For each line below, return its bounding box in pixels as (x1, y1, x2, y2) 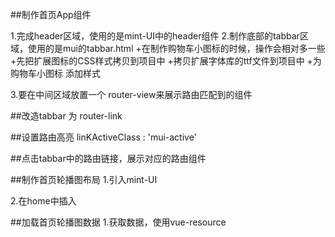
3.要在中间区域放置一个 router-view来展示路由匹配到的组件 (10, 89, 253, 100)
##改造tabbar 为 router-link (10, 110, 123, 122)
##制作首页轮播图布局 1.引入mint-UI (10, 174, 158, 185)
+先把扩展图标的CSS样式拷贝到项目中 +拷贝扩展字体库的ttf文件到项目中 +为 (10, 55, 322, 67)
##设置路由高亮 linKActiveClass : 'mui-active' (10, 131, 197, 143)
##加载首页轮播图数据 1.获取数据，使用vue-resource (10, 216, 227, 228)
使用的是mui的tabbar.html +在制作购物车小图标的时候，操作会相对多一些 (27, 43, 326, 54)
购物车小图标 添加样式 (10, 68, 101, 79)
